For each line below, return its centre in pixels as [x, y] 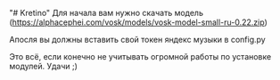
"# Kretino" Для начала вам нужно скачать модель [106, 13]
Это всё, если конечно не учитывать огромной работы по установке [140, 56]
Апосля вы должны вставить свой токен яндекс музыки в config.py [137, 40]
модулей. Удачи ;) [44, 66]
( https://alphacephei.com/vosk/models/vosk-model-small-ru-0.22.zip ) [138, 22]
